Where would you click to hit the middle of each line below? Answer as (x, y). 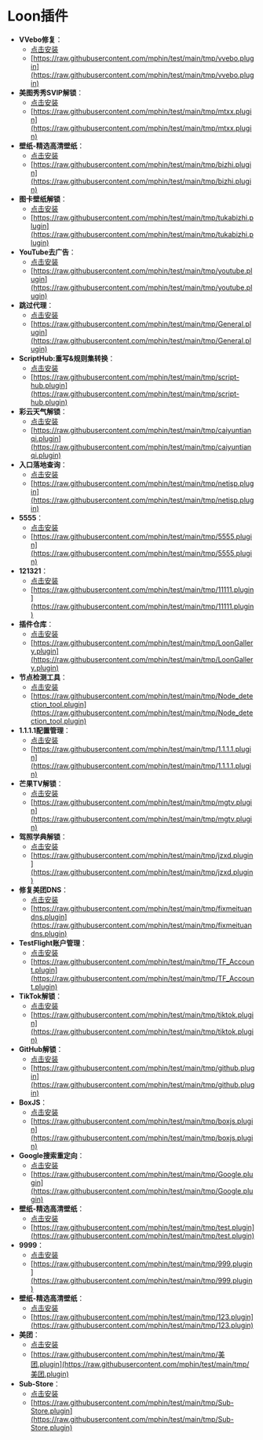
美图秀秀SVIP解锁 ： (51, 92)
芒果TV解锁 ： (41, 783)
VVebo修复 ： (40, 39)
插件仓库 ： (36, 624)
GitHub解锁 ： (41, 1049)
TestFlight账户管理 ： (53, 942)
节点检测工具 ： (43, 677)
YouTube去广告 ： (47, 252)
